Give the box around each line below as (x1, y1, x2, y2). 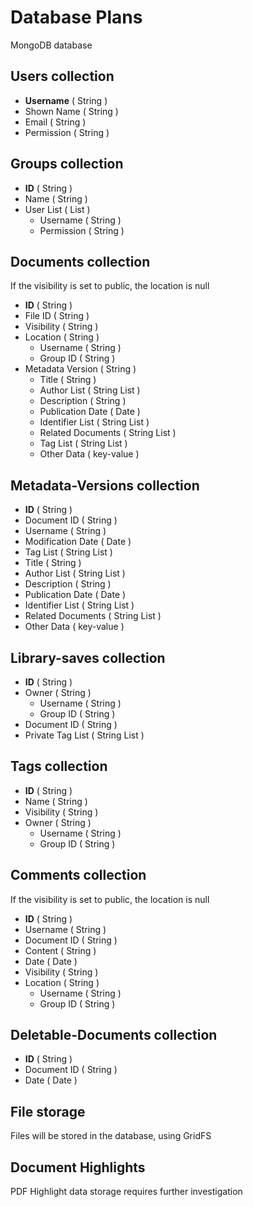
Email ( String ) (24, 116, 87, 128)
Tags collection (10, 758, 108, 775)
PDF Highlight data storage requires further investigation (10, 1186, 243, 1198)
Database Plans (10, 6, 143, 29)
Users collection (10, 68, 115, 85)
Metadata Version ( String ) (24, 363, 137, 375)
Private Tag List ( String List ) (24, 729, 145, 741)
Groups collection (10, 156, 124, 173)
